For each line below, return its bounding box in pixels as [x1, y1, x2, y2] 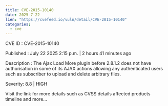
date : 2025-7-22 [5, 12, 40, 17]
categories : [5, 21, 31, 27]
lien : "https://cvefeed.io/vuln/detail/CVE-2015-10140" [5, 17, 127, 22]
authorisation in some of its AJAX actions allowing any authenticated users [5, 66, 163, 72]
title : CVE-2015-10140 [5, 7, 54, 13]
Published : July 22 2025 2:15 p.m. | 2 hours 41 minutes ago [5, 50, 132, 57]
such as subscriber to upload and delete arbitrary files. [5, 71, 121, 77]
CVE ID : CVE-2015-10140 [5, 40, 60, 46]
